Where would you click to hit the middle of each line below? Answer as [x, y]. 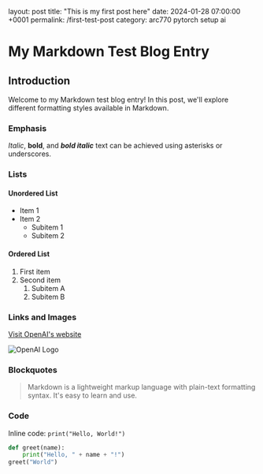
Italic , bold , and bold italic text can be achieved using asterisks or [115, 146]
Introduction [39, 81]
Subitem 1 [47, 227]
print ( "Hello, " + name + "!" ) [74, 455]
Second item [40, 280]
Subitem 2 [48, 236]
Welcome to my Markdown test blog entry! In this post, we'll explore [119, 99]
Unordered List [33, 193]
